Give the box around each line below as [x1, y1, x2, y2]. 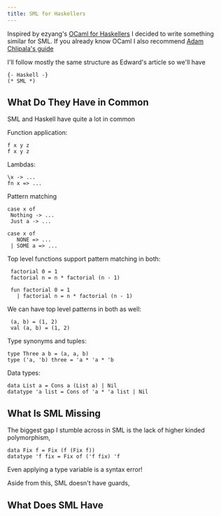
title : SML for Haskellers [7, 10, 86, 17]
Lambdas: [7, 160, 36, 169]
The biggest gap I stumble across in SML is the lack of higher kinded [7, 426, 205, 434]
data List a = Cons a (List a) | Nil [7, 382, 117, 389]
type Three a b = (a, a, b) [7, 350, 90, 357]
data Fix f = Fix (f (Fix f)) [7, 447, 96, 454]
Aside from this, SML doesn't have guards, [7, 479, 130, 487]
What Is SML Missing [7, 407, 101, 420]
